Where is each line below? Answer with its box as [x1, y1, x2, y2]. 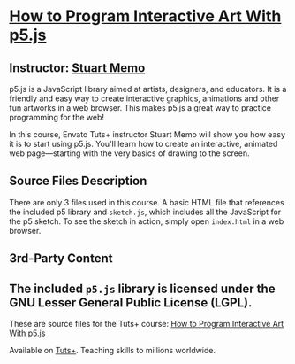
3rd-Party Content [9, 251, 113, 267]
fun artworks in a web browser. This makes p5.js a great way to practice [9, 103, 272, 112]
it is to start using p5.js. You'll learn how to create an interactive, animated [9, 139, 278, 149]
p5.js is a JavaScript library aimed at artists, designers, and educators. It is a [9, 84, 287, 94]
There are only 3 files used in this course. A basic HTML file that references [9, 197, 284, 207]
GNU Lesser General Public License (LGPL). [9, 295, 253, 310]
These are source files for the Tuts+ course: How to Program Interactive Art [9, 319, 284, 329]
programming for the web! [9, 112, 104, 122]
